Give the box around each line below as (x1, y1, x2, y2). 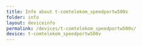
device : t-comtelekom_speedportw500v (6, 31, 102, 37)
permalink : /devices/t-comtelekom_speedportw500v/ (6, 25, 137, 32)
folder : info (6, 14, 39, 20)
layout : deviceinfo (6, 20, 56, 26)
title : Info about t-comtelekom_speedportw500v (6, 8, 129, 15)
